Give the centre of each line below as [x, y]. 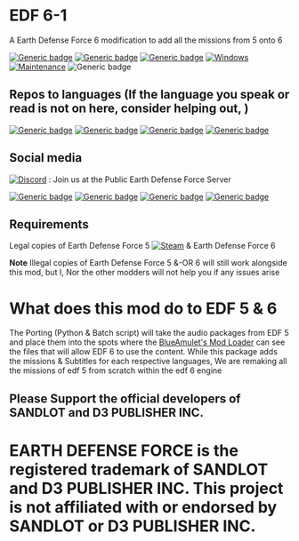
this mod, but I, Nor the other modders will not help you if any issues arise [145, 273]
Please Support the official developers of [125, 398]
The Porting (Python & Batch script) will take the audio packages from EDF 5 [149, 333]
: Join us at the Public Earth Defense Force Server [140, 179]
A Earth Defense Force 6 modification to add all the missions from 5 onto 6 [146, 40]
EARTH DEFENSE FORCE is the [124, 450]
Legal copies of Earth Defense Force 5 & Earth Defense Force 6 [142, 246]
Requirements [49, 224]
